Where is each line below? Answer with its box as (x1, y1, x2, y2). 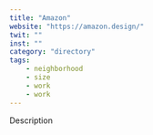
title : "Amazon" (9, 13, 71, 23)
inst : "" (9, 38, 43, 48)
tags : (9, 56, 30, 65)
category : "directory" (9, 47, 96, 57)
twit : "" (9, 30, 43, 39)
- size (25, 73, 51, 82)
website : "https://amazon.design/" (9, 22, 145, 31)
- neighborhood (25, 65, 84, 74)
